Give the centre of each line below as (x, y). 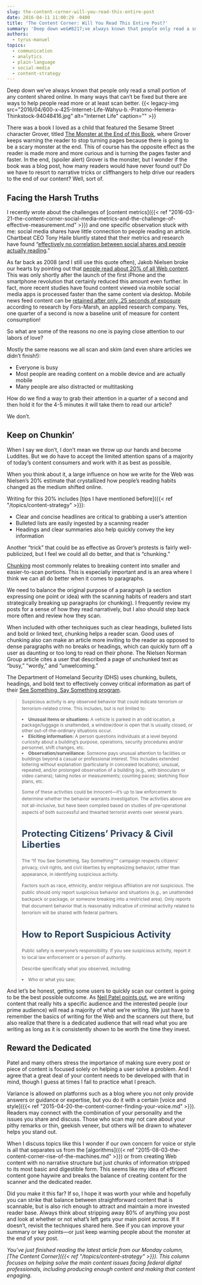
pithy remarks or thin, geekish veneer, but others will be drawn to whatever (100, 1125)
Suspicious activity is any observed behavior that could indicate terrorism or (102, 701)
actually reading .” (28, 251)
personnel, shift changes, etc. (53, 747)
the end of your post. (33, 1238)
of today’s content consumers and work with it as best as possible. (89, 462)
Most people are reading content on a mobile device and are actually (100, 374)
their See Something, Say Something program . (64, 690)
